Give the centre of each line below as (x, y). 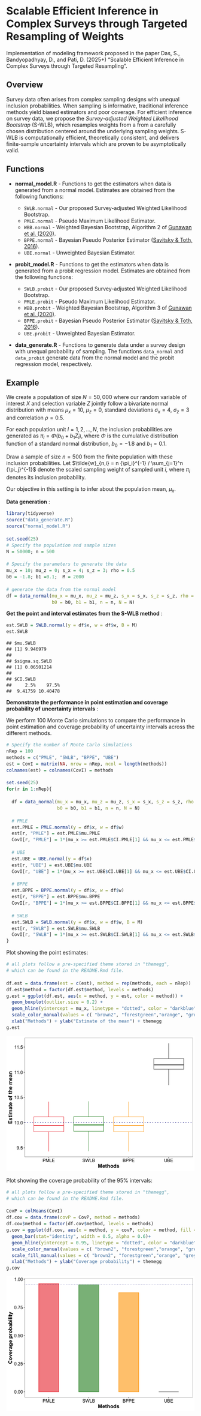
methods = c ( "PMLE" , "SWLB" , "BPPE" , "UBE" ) (63, 757)
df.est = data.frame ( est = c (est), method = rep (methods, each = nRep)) (99, 983)
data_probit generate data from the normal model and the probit (95, 358)
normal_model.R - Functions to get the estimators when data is (93, 184)
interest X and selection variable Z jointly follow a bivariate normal (87, 404)
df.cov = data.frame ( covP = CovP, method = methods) (73, 1217)
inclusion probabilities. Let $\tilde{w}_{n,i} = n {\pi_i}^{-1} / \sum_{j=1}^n (95, 463)
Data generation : (28, 502)
